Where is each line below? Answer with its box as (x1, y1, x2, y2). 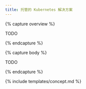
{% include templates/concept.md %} (5, 78, 82, 84)
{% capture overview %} (5, 21, 55, 27)
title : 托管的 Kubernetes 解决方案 (5, 7, 73, 12)
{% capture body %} (5, 49, 47, 55)
